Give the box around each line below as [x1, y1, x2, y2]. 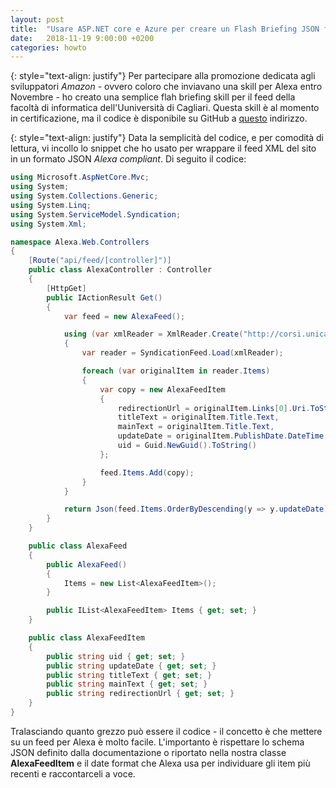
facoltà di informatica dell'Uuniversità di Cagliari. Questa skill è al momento [10, 102, 320, 114]
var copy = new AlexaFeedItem [99, 384, 226, 395]
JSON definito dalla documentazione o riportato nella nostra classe [10, 746, 287, 758]
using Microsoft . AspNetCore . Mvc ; [10, 172, 150, 183]
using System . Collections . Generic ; [10, 191, 159, 201]
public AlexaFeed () [46, 559, 128, 570]
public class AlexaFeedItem [28, 633, 145, 643]
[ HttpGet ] [46, 283, 87, 293]
